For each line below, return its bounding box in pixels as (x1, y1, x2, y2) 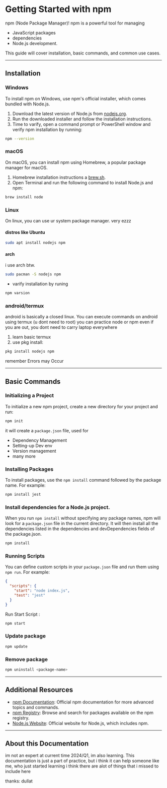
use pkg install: (12, 339, 44, 345)
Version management (12, 448, 56, 454)
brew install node (5, 194, 43, 199)
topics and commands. (12, 704, 60, 710)
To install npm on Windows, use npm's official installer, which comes (5, 95, 146, 101)
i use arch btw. (5, 262, 36, 268)
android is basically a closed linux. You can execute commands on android (5, 314, 158, 320)
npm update (5, 644, 28, 649)
